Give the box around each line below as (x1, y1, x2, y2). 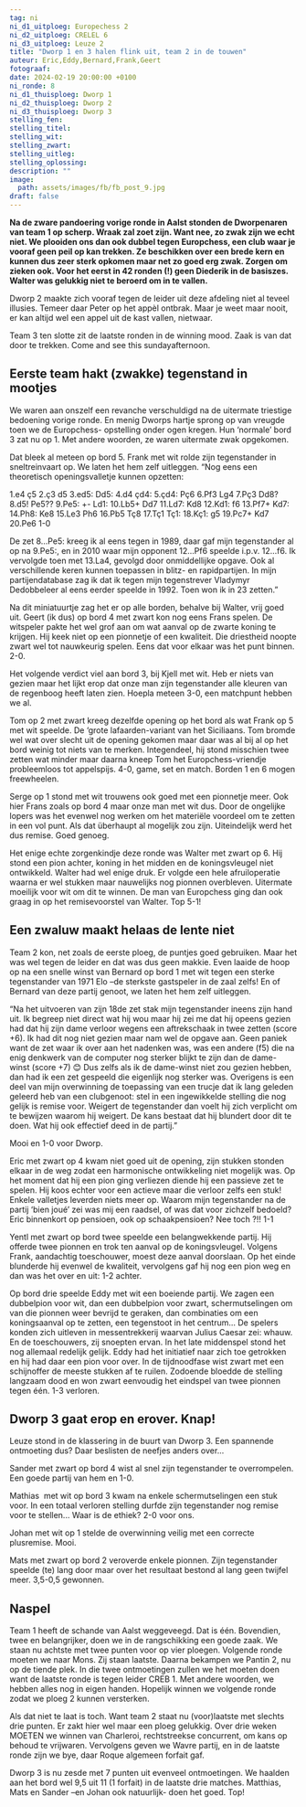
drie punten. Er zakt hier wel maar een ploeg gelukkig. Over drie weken (9, 1720, 277, 1732)
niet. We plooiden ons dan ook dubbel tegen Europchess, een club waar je (9, 237, 296, 247)
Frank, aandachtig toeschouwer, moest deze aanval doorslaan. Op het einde (9, 1250, 296, 1261)
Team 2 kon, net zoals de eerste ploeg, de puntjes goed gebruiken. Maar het (9, 947, 298, 958)
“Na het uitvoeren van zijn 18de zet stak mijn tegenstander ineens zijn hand (9, 1003, 293, 1015)
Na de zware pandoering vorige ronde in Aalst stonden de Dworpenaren (9, 217, 288, 228)
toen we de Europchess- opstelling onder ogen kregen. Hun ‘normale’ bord (9, 424, 292, 435)
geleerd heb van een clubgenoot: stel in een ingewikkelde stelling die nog (9, 1090, 286, 1101)
